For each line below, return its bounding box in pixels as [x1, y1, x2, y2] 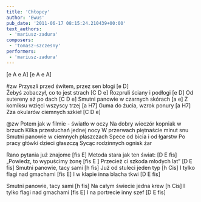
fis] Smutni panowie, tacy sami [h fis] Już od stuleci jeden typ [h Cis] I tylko [6, 164, 196, 171]
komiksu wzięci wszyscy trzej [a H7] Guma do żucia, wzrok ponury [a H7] [6, 101, 191, 109]
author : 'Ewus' [6, 15, 45, 21]
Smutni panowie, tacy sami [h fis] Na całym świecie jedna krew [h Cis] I [6, 182, 185, 189]
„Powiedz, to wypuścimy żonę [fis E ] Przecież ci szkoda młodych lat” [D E [6, 157, 192, 164]
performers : [6, 49, 36, 55]
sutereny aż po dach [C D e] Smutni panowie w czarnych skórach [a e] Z [6, 95, 188, 103]
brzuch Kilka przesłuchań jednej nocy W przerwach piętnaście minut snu [6, 126, 189, 133]
